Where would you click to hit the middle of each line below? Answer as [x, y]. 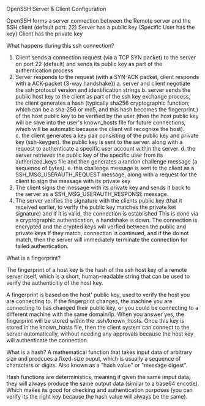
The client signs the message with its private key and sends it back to [103, 187]
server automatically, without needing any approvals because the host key [100, 334]
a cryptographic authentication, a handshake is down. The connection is [106, 220]
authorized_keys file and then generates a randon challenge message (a [106, 161]
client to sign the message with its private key [73, 181]
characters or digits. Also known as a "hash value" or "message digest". [97, 365]
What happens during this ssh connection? [60, 46]
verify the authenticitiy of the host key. [55, 283]
